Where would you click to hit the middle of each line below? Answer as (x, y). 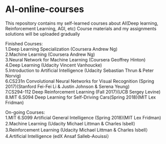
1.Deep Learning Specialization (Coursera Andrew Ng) (61, 49)
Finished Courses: (24, 43)
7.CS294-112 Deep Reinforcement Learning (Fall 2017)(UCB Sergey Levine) (83, 92)
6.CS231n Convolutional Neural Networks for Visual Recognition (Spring (80, 81)
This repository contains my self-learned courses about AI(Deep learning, (82, 23)
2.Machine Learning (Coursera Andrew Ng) (50, 54)
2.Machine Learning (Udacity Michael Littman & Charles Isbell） (71, 123)
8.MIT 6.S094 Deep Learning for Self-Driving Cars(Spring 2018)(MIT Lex (81, 97)
